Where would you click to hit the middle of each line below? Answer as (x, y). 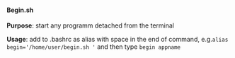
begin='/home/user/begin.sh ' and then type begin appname (94, 47)
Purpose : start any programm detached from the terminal (91, 25)
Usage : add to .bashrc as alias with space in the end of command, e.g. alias (117, 40)
